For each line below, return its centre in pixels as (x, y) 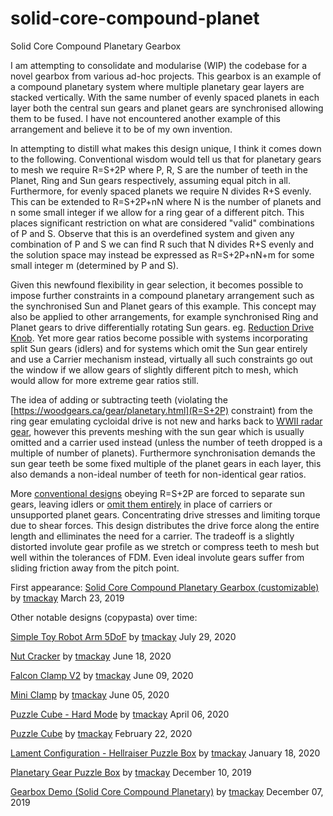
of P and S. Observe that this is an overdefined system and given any (152, 233)
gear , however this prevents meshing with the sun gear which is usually (157, 431)
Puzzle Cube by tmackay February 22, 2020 (101, 733)
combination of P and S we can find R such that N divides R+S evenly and (162, 244)
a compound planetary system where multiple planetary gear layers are (157, 86)
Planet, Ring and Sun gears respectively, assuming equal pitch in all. (151, 180)
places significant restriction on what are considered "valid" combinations (162, 223)
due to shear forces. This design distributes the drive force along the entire (165, 525)
